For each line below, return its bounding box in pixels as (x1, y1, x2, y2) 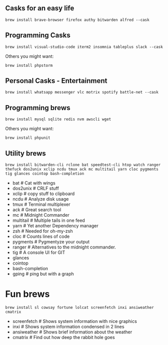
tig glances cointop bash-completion (5, 171, 85, 177)
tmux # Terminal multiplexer (12, 201, 70, 208)
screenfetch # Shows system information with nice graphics (12, 318, 137, 324)
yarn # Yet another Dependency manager (12, 223, 99, 229)
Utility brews (5, 149, 46, 157)
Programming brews (5, 103, 70, 112)
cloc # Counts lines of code (12, 233, 70, 239)
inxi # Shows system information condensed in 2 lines (12, 324, 125, 329)
